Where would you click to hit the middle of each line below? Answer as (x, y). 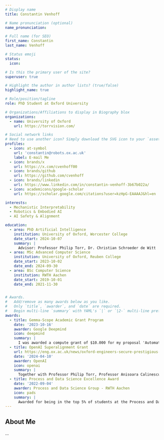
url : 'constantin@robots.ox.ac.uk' (50, 153)
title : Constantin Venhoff (32, 14)
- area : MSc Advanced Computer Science (50, 252)
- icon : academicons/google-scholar (47, 189)
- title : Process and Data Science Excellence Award (64, 379)
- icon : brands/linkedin (35, 180)
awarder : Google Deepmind (40, 329)
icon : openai (27, 365)
